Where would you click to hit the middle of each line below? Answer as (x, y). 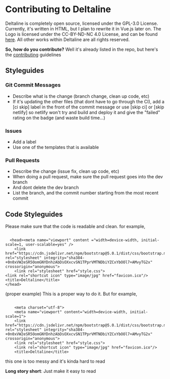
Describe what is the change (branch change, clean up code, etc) (81, 96)
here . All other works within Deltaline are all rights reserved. (68, 40)
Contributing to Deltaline (58, 9)
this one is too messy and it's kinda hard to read (55, 361)
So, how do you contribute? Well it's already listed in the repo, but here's (82, 49)
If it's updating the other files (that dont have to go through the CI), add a (88, 101)
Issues (14, 131)
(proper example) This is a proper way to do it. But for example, (71, 294)
